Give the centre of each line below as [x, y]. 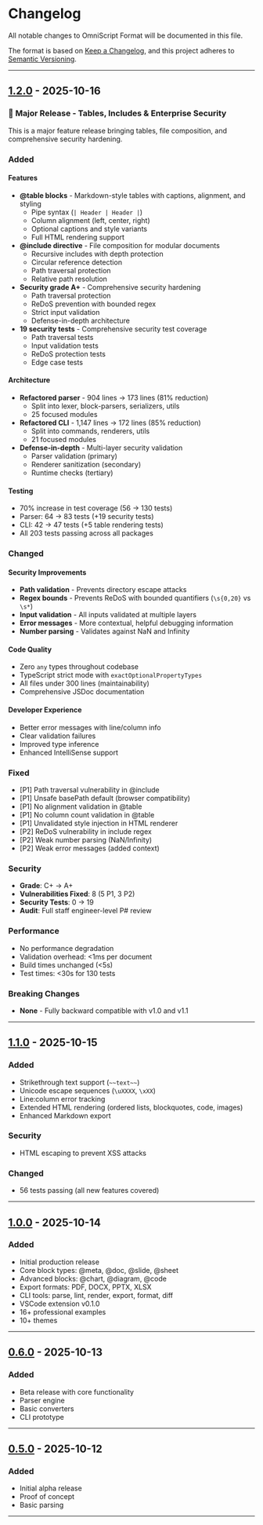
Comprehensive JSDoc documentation [82, 692]
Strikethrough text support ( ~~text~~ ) [79, 1082]
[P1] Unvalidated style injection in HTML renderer [99, 823]
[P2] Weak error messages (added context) [90, 848]
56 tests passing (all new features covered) [89, 1190]
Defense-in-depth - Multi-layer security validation [101, 448]
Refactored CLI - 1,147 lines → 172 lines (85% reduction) [110, 422]
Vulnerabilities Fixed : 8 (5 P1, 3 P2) [77, 894]
